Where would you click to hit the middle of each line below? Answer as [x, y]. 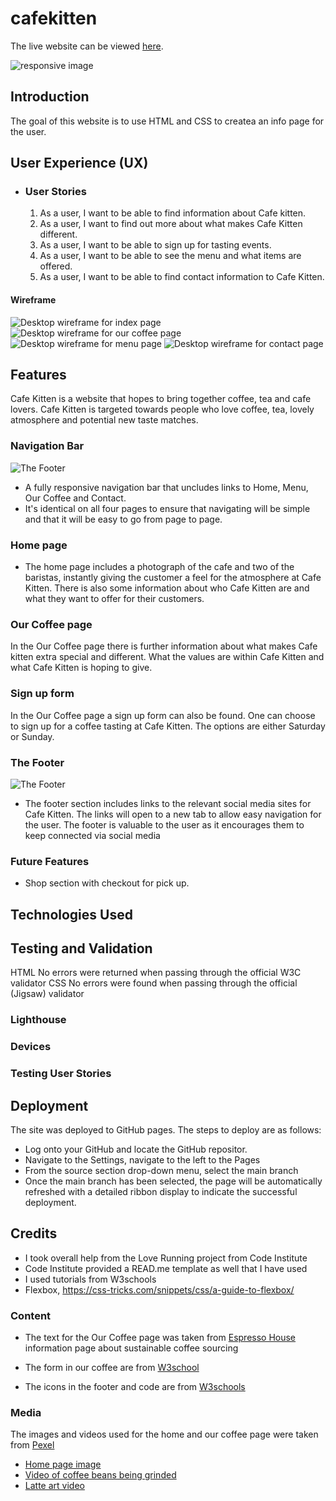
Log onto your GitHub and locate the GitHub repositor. [136, 1149]
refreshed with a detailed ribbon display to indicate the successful [161, 1192]
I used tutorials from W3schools [90, 1279]
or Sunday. [32, 736]
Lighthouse [38, 1020]
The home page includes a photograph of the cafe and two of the [159, 567]
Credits [34, 1233]
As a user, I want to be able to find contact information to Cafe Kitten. [182, 277]
